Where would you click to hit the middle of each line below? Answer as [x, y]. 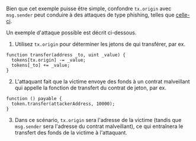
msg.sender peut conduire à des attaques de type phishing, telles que [90, 15]
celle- [183, 15]
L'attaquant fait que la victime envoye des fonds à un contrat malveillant [102, 81]
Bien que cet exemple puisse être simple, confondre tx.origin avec [89, 9]
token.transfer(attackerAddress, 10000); [63, 104]
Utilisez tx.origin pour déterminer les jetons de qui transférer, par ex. [100, 44]
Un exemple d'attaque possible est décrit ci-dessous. [71, 33]
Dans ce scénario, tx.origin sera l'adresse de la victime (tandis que [98, 120]
